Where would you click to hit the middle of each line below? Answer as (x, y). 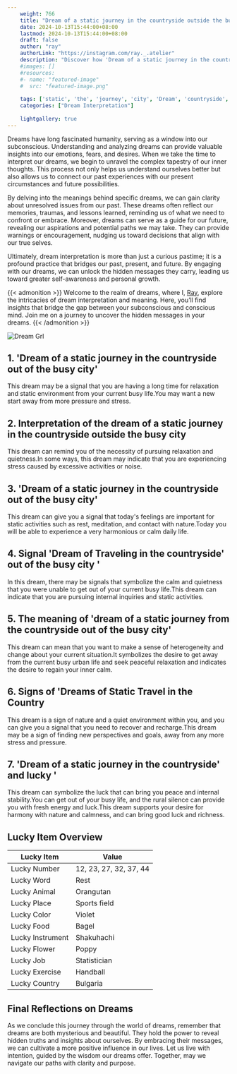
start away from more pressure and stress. (69, 401)
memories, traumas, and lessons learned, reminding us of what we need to (116, 212)
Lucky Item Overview (55, 837)
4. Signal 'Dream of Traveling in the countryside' (116, 554)
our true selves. (30, 242)
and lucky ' (32, 775)
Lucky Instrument (40, 938)
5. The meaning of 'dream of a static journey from (119, 619)
